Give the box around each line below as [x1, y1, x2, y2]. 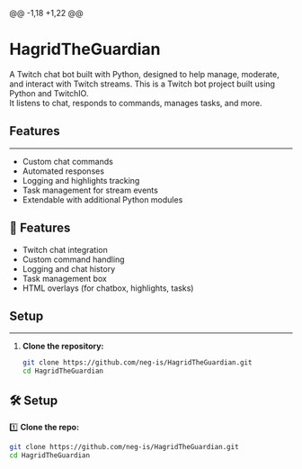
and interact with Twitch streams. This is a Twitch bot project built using [9, 78, 276, 89]
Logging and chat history [22, 263, 116, 274]
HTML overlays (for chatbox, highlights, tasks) [22, 283, 194, 293]
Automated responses [22, 166, 105, 176]
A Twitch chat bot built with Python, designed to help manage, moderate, [9, 68, 280, 79]
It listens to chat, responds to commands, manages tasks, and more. [9, 97, 262, 108]
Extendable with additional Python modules [22, 194, 183, 205]
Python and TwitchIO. [9, 87, 89, 98]
